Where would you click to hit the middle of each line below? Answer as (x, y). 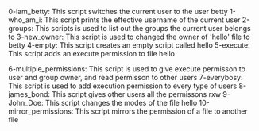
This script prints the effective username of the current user (142, 20)
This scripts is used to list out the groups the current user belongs (143, 28)
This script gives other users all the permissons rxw (136, 94)
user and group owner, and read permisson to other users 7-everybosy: (126, 77)
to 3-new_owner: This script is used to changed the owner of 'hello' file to (129, 37)
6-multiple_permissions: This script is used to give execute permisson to (127, 69)
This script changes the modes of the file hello (121, 103)
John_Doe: (26, 103)
